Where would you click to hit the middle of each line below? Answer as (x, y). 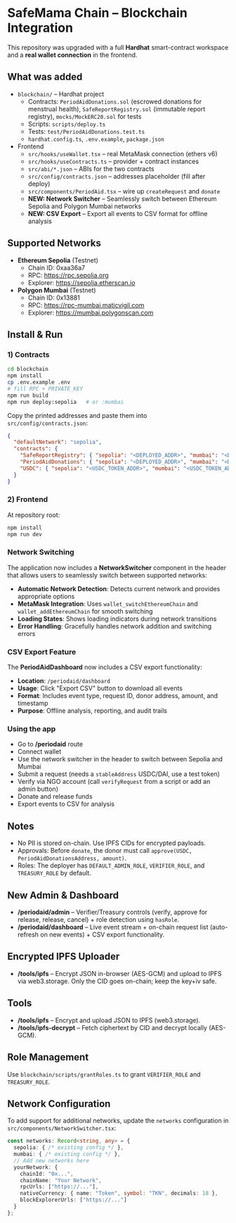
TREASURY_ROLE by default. (54, 873)
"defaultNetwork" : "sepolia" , (58, 442)
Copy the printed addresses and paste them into (77, 415)
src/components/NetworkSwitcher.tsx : (62, 1128)
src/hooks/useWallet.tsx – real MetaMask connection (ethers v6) (123, 153)
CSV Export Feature (42, 652)
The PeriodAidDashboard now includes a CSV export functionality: (105, 667)
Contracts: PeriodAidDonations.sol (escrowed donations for (115, 101)
